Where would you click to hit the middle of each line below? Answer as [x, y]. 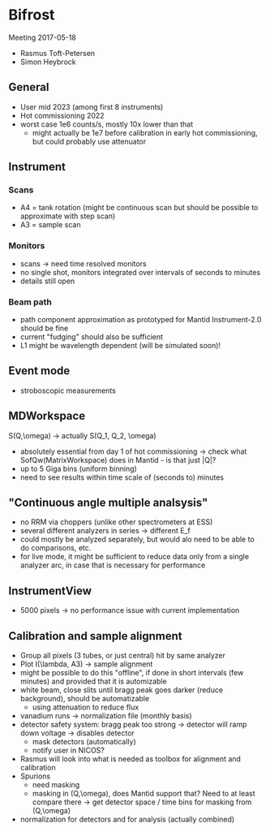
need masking [56, 785]
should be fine [44, 328]
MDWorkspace [47, 416]
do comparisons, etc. [56, 548]
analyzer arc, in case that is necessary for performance [113, 565]
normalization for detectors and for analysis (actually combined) [127, 819]
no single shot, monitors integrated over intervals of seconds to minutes [140, 272]
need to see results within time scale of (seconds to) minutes [122, 477]
